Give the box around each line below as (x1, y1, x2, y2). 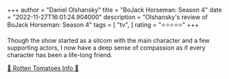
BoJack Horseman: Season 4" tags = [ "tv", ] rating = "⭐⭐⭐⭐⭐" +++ (7, 20, 200, 29)
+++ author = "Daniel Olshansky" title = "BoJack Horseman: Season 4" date (7, 6, 222, 14)
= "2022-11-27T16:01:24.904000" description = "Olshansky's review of (7, 13, 208, 21)
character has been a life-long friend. (7, 51, 113, 59)
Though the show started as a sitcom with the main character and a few (7, 37, 210, 44)
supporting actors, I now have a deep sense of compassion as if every (7, 44, 206, 52)
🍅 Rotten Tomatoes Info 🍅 (7, 64, 79, 72)
